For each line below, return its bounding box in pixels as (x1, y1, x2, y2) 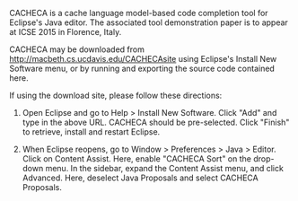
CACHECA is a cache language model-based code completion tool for (9, 8, 268, 18)
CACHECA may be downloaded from (9, 44, 145, 55)
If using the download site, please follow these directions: (9, 90, 223, 100)
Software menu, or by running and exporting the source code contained (9, 63, 276, 74)
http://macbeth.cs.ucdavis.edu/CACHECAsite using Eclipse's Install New (9, 54, 277, 64)
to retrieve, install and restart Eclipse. (22, 127, 161, 137)
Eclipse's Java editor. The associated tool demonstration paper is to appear (9, 17, 289, 28)
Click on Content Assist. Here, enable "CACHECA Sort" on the (22, 153, 251, 164)
